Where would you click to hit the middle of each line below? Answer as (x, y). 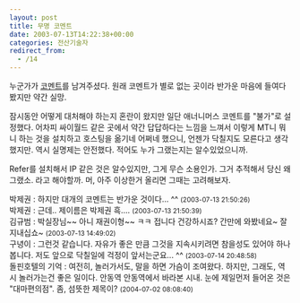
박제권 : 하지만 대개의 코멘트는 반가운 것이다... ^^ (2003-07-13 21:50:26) (130, 199)
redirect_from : (38, 51)
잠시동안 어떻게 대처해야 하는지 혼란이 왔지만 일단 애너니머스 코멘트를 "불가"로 (146, 116)
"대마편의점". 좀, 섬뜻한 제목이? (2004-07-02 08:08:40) (102, 289)
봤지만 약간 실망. (38, 97)
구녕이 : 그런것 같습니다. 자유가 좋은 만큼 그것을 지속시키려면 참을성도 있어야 (142, 244)
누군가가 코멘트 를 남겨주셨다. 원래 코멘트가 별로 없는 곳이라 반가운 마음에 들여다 (148, 86)
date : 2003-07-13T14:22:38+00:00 (72, 34)
